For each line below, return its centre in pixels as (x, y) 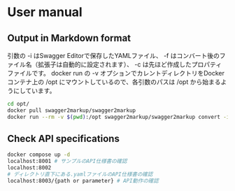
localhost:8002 (29, 168)
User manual (45, 12)
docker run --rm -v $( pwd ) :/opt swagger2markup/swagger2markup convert (114, 117)
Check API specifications (64, 139)
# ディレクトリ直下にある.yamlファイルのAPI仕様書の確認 (80, 175)
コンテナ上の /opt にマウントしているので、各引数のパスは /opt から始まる (114, 82)
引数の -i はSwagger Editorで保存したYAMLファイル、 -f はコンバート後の (114, 56)
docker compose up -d (39, 155)
